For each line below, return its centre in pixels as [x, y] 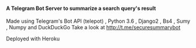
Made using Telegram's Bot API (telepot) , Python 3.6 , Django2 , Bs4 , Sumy [98, 21]
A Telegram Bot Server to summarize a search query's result [81, 8]
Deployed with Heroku [33, 39]
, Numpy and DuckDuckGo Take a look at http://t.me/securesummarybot [93, 28]
